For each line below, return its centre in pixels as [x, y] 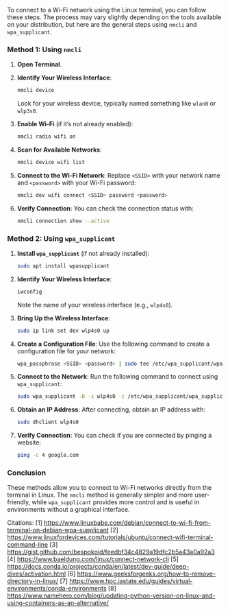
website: [29, 442]
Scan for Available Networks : [59, 150]
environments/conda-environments [57, 589]
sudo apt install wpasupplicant [63, 266]
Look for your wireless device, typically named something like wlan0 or [116, 104]
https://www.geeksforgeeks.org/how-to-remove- [146, 574]
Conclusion [27, 473]
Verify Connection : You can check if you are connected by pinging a [114, 436]
